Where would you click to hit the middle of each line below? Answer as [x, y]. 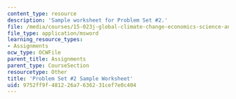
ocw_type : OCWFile [34, 53]
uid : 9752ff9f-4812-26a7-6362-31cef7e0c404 [72, 85]
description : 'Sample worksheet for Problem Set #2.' [88, 20]
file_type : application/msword [53, 33]
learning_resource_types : [45, 40]
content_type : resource [42, 14]
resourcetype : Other [38, 72]
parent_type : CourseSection [48, 66]
